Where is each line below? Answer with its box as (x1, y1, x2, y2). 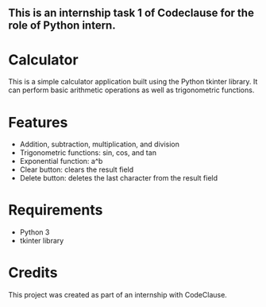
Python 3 (19, 227, 50, 237)
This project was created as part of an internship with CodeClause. (8, 290, 228, 300)
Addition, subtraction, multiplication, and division (19, 139, 180, 150)
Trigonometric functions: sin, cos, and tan (19, 148, 157, 157)
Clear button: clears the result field (19, 165, 134, 174)
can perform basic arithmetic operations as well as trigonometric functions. (8, 85, 255, 95)
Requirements (8, 201, 103, 220)
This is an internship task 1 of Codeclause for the (8, 6, 254, 20)
